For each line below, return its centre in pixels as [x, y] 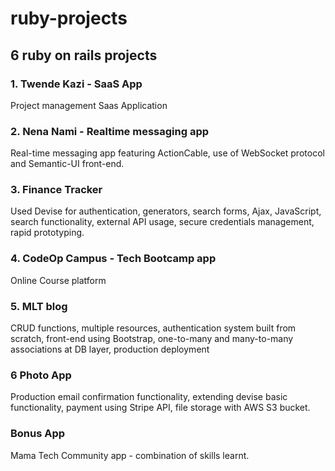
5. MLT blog [39, 306]
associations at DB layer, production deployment [110, 349]
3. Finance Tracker [56, 190]
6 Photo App [41, 375]
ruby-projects [69, 18]
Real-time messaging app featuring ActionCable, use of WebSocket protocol [167, 153]
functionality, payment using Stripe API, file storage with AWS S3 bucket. [160, 408]
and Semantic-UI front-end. [67, 164]
